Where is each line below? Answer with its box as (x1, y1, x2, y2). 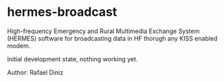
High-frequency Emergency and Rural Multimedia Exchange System (7, 27, 200, 35)
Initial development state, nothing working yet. (7, 54, 138, 63)
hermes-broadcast (7, 4, 117, 20)
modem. (7, 41, 31, 50)
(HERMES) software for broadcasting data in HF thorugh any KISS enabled (7, 34, 218, 42)
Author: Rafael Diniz (7, 68, 64, 76)
